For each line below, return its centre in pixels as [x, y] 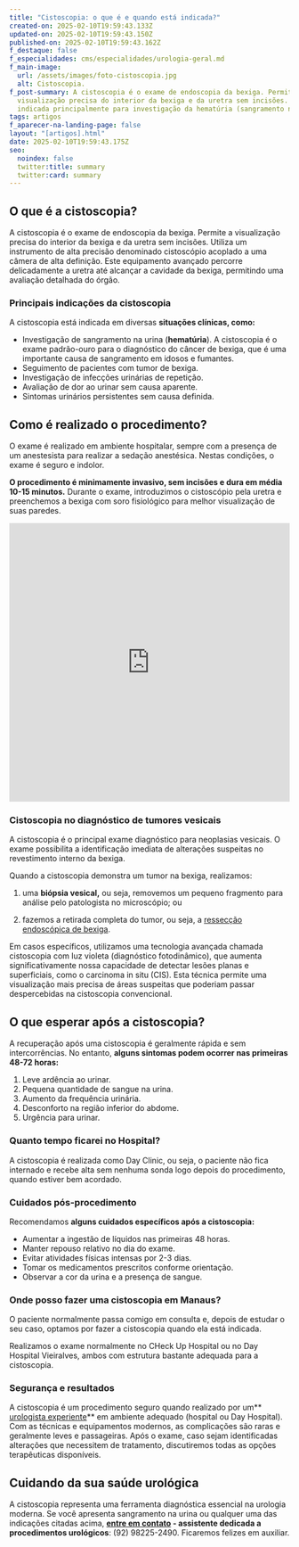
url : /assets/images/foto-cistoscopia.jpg [97, 76]
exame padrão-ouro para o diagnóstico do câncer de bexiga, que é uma [154, 350]
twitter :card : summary [59, 175]
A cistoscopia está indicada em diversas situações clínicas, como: [132, 323]
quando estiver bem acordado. [66, 1179]
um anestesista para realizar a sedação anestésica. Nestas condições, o [141, 456]
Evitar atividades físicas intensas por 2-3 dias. [107, 1257]
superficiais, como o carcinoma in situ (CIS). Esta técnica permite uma [138, 975]
